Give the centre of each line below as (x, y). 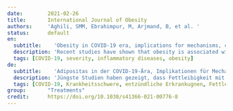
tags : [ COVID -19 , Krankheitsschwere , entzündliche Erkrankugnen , (110, 84)
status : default (38, 33)
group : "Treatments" (46, 90)
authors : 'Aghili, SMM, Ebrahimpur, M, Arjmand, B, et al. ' (103, 26)
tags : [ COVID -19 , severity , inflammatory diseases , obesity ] (104, 59)
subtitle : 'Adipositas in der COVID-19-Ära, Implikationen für (111, 71)
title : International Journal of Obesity (77, 20)
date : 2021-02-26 (43, 13)
